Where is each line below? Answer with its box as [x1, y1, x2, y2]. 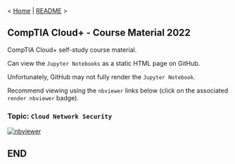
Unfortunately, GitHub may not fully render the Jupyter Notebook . [7, 72, 196, 81]
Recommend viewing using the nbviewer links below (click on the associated [7, 86, 229, 95]
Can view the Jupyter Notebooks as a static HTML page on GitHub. [7, 59, 201, 67]
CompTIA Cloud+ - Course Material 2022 [7, 27, 191, 39]
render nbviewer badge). [7, 93, 80, 102]
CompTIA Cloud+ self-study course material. [7, 46, 137, 54]
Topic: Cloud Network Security [7, 111, 113, 121]
